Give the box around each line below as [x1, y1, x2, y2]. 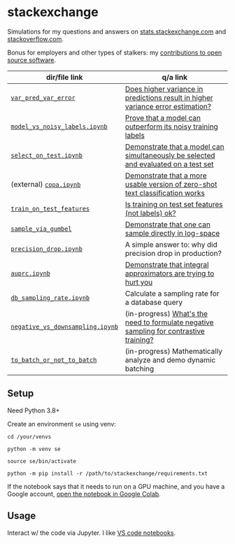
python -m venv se [7, 445, 61, 452]
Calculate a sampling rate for [124, 288, 220, 298]
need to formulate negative [124, 317, 214, 327]
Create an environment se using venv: [7, 420, 117, 428]
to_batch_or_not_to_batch [10, 356, 97, 364]
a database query [124, 297, 183, 307]
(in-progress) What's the [124, 308, 208, 318]
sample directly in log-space [124, 228, 220, 238]
